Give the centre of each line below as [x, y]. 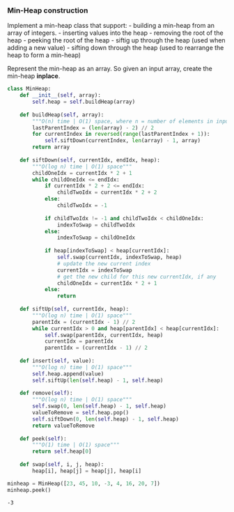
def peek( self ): [44, 439]
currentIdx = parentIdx [79, 341]
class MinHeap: [29, 89]
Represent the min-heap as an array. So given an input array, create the [110, 69]
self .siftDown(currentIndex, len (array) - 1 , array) [122, 141]
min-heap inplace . [34, 76]
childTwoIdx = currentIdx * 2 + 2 [107, 193]
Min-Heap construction [48, 10]
